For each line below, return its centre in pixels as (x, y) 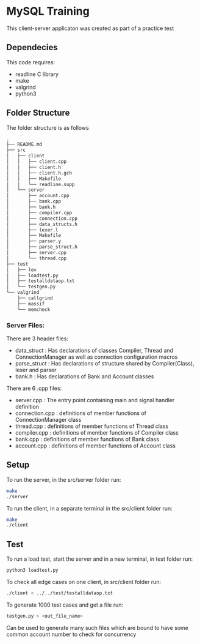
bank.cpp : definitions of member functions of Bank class (87, 439)
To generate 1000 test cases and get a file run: (65, 605)
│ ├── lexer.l (33, 230)
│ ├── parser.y (34, 241)
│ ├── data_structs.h (42, 224)
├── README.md (24, 144)
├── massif (31, 304)
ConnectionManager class (48, 419)
